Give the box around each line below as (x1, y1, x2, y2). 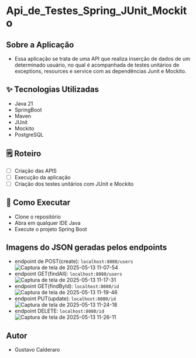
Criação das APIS (14, 167, 57, 174)
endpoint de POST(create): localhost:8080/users (14, 258, 133, 265)
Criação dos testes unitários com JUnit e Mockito (14, 180, 134, 187)
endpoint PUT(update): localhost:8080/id (14, 295, 116, 302)
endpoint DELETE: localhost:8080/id (14, 308, 104, 315)
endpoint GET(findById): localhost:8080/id (14, 283, 119, 290)
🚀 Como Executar (6, 197, 71, 208)
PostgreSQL (14, 131, 44, 138)
